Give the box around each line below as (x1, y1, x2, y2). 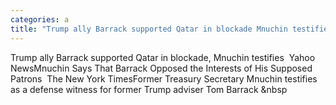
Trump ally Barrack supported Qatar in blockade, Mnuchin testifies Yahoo (10, 51, 316, 63)
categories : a (10, 14, 70, 25)
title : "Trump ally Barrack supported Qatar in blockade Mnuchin (10, 24, 288, 34)
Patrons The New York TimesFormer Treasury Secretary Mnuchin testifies (10, 72, 318, 85)
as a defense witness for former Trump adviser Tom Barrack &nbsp (10, 83, 288, 95)
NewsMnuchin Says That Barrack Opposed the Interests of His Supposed (10, 62, 313, 74)
